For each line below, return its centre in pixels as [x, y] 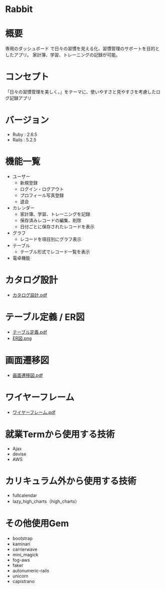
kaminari [21, 544]
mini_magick [25, 554]
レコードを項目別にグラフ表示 [50, 239]
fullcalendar [25, 495]
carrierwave [25, 549]
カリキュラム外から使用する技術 [71, 481]
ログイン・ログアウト [42, 189]
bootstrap [22, 538]
